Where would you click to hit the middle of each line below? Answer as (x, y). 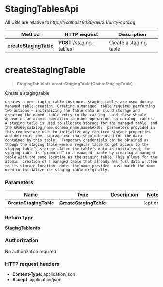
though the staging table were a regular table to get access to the (77, 144)
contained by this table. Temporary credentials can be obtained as (77, 140)
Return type (19, 218)
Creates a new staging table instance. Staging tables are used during (79, 102)
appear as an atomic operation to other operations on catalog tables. (80, 119)
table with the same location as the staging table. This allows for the (81, 157)
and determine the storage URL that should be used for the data (73, 136)
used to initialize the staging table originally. (57, 170)
